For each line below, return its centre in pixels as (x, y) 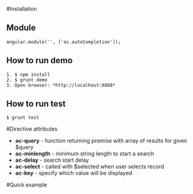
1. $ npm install (28, 74)
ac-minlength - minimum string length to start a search (85, 154)
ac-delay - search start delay (52, 160)
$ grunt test (23, 118)
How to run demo (40, 61)
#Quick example (27, 185)
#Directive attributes (32, 129)
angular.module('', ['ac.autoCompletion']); (64, 42)
